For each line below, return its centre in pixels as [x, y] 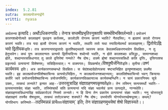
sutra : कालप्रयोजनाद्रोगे [25, 14]
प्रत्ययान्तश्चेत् [14, 88]
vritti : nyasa [21, 19]
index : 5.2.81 [21, 10]
